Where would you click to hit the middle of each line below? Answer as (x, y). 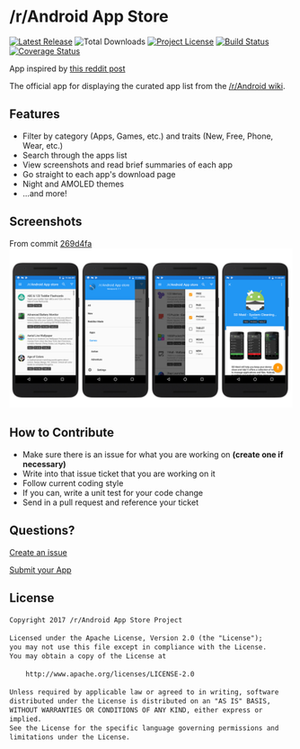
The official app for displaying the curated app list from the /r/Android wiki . (147, 86)
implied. (26, 719)
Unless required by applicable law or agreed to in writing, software (144, 692)
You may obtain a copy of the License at (88, 656)
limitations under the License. (70, 737)
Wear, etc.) (43, 145)
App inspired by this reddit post (67, 68)
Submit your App (40, 570)
